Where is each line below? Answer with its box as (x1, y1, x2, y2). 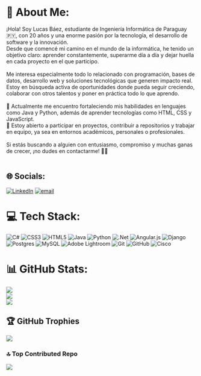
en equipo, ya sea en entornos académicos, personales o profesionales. (6, 128, 185, 135)
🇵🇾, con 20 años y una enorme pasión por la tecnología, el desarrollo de (6, 31, 188, 39)
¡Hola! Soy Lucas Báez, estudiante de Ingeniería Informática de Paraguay (6, 25, 187, 33)
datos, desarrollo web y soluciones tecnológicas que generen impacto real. (6, 77, 193, 84)
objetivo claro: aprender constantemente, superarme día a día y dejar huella (6, 51, 194, 58)
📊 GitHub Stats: (6, 262, 88, 276)
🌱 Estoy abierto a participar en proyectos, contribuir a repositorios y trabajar (6, 122, 195, 129)
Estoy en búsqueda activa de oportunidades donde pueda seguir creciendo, (6, 83, 195, 90)
